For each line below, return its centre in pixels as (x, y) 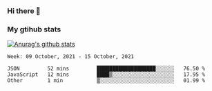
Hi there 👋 (24, 11)
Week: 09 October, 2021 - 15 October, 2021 (71, 57)
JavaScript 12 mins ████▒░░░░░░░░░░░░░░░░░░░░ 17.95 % (106, 75)
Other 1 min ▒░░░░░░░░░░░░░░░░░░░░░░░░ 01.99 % (106, 81)
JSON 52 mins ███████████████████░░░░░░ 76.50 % (106, 69)
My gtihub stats (34, 29)
